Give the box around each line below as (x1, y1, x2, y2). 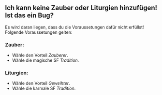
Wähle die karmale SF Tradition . (12, 85, 76, 91)
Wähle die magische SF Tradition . (12, 57, 79, 63)
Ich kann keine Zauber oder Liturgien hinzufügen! (5, 4, 158, 12)
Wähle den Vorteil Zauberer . (12, 53, 69, 58)
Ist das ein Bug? (5, 12, 54, 20)
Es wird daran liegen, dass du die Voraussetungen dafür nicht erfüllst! (5, 24, 144, 30)
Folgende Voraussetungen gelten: (5, 29, 73, 35)
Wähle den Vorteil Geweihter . (12, 81, 70, 86)
